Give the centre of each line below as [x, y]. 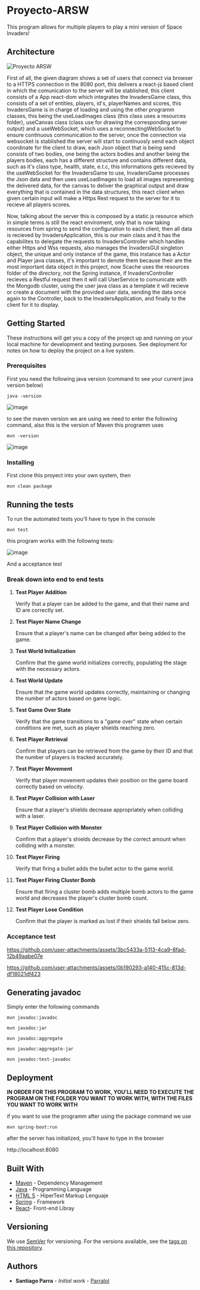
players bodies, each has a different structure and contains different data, [97, 160]
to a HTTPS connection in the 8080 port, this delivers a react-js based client [100, 84]
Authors [22, 1266]
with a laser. [30, 816]
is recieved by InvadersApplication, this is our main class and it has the [93, 235]
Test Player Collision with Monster [59, 828]
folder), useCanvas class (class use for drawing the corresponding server [97, 122]
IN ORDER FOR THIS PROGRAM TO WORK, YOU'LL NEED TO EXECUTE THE [101, 1092]
